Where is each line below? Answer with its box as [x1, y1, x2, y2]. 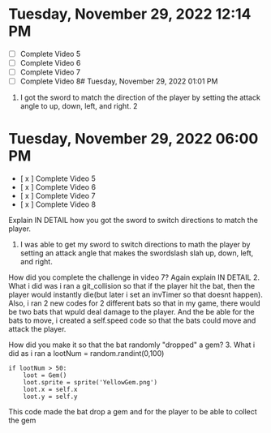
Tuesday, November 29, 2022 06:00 [8, 130, 259, 148]
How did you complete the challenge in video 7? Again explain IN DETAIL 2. [8, 272, 260, 282]
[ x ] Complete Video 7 [19, 191, 96, 201]
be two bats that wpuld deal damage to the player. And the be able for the [8, 307, 255, 317]
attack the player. [8, 324, 67, 334]
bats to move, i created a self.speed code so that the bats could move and [8, 315, 256, 325]
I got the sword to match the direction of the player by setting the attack [19, 92, 261, 102]
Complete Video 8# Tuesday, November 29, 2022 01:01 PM [19, 76, 218, 86]
